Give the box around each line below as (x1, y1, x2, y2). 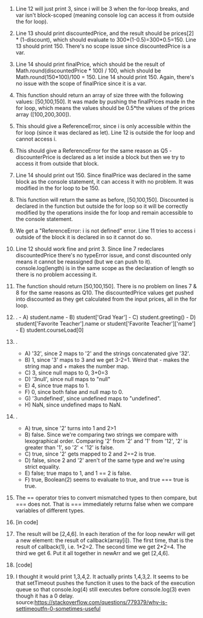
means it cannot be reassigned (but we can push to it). (15, 258, 152, 265)
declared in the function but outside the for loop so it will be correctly (15, 202, 188, 210)
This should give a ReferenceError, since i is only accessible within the (15, 123, 191, 129)
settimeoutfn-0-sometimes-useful (15, 605, 101, 612)
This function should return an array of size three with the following (15, 92, 184, 98)
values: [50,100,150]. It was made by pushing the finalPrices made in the (15, 98, 195, 105)
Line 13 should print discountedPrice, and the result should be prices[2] (15, 30, 194, 37)
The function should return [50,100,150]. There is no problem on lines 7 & (15, 283, 197, 289)
